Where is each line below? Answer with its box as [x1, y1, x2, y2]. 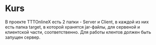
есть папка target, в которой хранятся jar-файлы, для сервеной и [5, 24, 140, 30]
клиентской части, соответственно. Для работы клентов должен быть [5, 29, 152, 35]
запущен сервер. [5, 34, 40, 40]
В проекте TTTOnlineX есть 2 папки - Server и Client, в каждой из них [5, 19, 149, 25]
